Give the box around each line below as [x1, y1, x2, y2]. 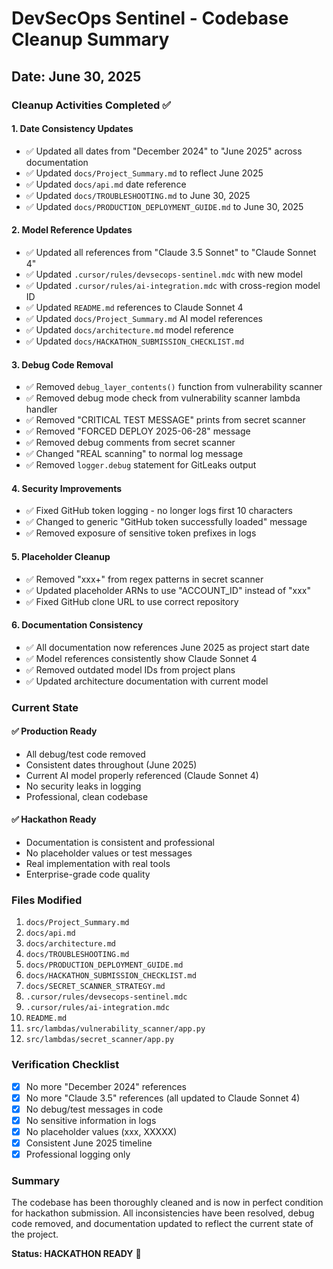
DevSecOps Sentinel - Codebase [11, 7, 289, 30]
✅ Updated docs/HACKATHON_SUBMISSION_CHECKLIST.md [25, 335, 245, 347]
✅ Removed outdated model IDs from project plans [25, 663, 236, 676]
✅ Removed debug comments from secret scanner [25, 437, 236, 449]
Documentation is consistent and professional [25, 837, 215, 849]
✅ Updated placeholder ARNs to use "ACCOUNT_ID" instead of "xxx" [25, 584, 311, 596]
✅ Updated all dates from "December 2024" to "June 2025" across [25, 145, 303, 157]
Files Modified [11, 893, 83, 907]
